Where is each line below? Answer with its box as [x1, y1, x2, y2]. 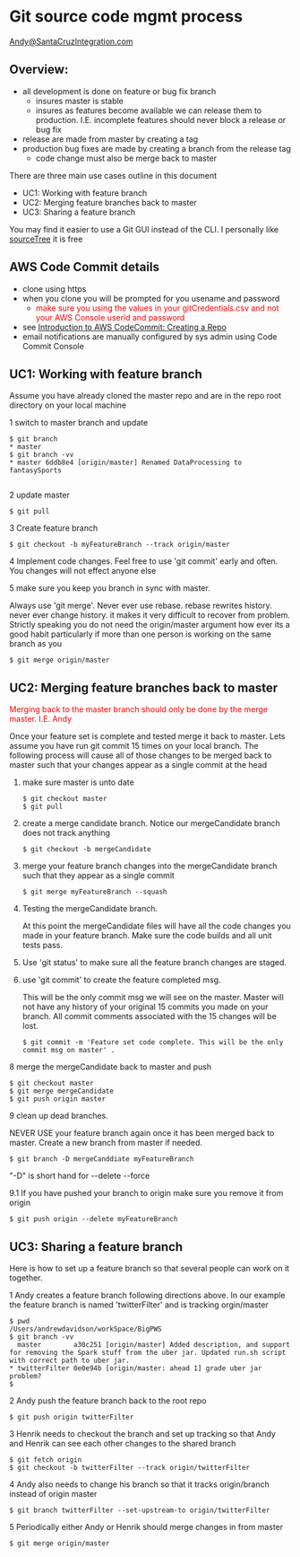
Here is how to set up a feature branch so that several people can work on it [9, 1263, 289, 1273]
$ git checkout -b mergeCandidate [21, 845, 151, 854]
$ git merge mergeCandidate [9, 1086, 115, 1096]
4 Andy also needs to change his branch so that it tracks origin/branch [9, 1479, 270, 1490]
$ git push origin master [9, 1095, 106, 1104]
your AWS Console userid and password [35, 312, 185, 322]
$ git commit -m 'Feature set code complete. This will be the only [21, 1038, 284, 1047]
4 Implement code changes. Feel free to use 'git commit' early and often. [9, 556, 279, 567]
